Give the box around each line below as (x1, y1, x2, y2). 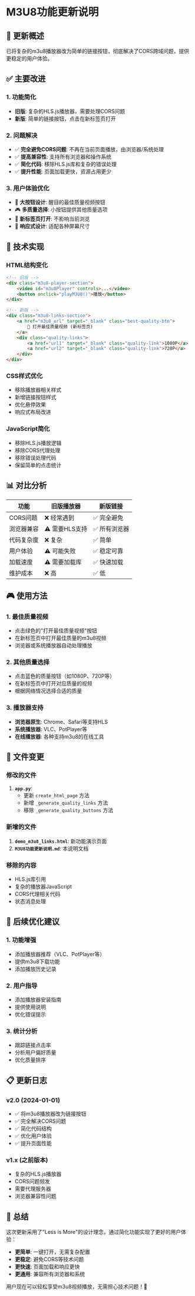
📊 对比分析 (6, 480, 47, 491)
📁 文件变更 (6, 752, 44, 762)
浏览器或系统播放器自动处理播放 (14, 642, 92, 649)
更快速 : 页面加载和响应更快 (14, 1263, 80, 1271)
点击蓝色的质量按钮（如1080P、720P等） (14, 673, 115, 680)
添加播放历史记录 (14, 965, 57, 972)
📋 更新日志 (6, 1075, 48, 1085)
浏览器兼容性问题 (14, 1193, 57, 1200)
